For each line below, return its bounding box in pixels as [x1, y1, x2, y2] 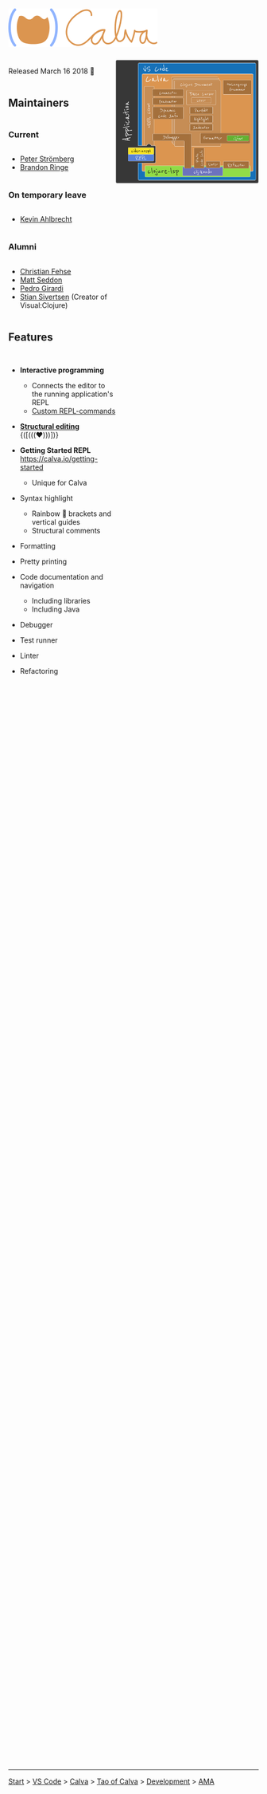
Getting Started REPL [19, 446, 91, 455]
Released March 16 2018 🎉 [8, 66, 95, 76]
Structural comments [31, 526, 101, 536]
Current [8, 128, 40, 140]
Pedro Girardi [19, 283, 64, 293]
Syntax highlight [19, 494, 73, 503]
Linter [19, 651, 40, 661]
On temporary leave [8, 189, 87, 200]
